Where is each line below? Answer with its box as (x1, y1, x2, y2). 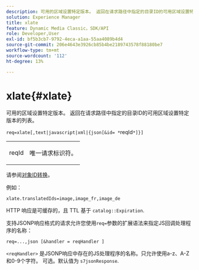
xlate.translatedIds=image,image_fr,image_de (6, 196, 120, 202)
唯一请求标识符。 (29, 149, 77, 157)
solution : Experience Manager (6, 14, 81, 20)
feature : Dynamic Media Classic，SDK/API (6, 25, 109, 31)
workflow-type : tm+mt (6, 47, 60, 53)
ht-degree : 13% (6, 58, 44, 64)
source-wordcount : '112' (6, 53, 68, 59)
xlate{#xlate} (6, 89, 72, 103)
